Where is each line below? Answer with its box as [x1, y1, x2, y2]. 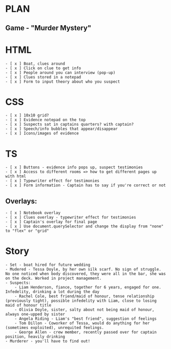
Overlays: [5, 197, 37, 205]
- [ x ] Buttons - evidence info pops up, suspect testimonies [5, 165, 143, 170]
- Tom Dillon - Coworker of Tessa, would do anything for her [14, 321, 150, 326]
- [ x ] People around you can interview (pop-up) [5, 70, 116, 75]
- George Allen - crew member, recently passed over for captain [14, 329, 157, 335]
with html [5, 174, 27, 179]
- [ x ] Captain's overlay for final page [5, 219, 97, 225]
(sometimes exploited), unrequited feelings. [5, 325, 104, 331]
